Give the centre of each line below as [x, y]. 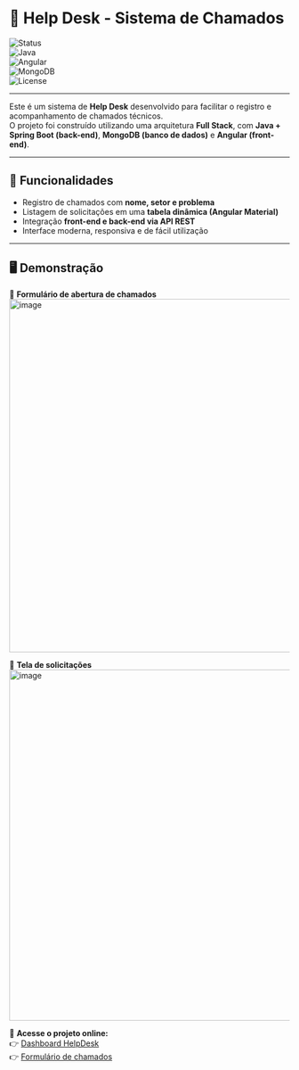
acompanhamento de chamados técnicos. [86, 116]
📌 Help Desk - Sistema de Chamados [147, 18]
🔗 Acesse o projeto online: [59, 1033]
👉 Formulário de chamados [61, 1057]
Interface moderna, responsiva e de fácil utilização [115, 230]
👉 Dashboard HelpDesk [54, 1043]
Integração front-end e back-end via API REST [109, 221]
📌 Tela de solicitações [50, 664]
